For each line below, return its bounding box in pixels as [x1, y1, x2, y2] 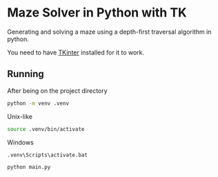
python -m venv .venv [7, 100, 70, 107]
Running [7, 68, 45, 80]
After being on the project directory [7, 86, 108, 94]
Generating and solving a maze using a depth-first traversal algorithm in [7, 28, 212, 36]
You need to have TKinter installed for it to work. [7, 48, 145, 56]
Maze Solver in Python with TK [7, 5, 188, 21]
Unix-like [7, 112, 33, 121]
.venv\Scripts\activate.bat [7, 152, 88, 158]
